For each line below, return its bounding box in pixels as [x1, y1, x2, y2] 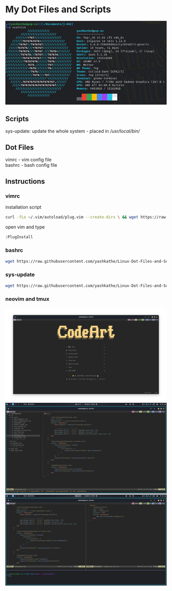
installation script [5, 204, 42, 210]
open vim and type [5, 224, 45, 230]
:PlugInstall [5, 234, 33, 240]
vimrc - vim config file [5, 156, 52, 163]
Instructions [5, 177, 45, 186]
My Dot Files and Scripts [5, 4, 112, 15]
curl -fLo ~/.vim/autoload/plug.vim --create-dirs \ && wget [5, 214, 139, 220]
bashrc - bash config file [5, 162, 57, 168]
